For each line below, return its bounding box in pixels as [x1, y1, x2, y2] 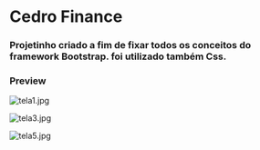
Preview [9, 75, 47, 87]
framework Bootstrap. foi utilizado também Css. [9, 50, 227, 63]
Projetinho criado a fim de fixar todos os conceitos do [9, 39, 252, 52]
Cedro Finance [9, 6, 123, 27]
